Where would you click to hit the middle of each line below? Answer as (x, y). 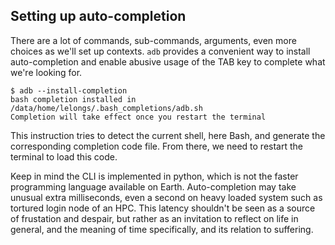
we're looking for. (46, 72)
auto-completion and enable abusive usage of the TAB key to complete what (168, 61)
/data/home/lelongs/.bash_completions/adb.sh (106, 108)
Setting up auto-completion (98, 16)
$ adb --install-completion (69, 90)
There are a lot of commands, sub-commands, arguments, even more (153, 40)
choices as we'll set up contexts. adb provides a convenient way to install (160, 51)
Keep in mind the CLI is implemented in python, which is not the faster (154, 176)
